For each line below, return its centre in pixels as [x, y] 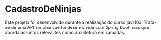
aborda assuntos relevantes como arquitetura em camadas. [65, 32]
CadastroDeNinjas [43, 9]
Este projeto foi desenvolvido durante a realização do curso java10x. [74, 22]
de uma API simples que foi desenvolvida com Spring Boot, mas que [80, 27]
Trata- [150, 22]
